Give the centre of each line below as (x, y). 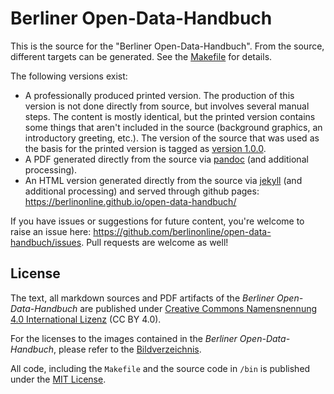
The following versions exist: (69, 76)
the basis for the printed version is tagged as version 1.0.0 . (145, 148)
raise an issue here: (51, 231)
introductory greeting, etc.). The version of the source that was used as (172, 138)
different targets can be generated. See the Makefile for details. (141, 56)
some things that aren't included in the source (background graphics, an (173, 127)
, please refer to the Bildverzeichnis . (127, 349)
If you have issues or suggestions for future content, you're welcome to (157, 221)
